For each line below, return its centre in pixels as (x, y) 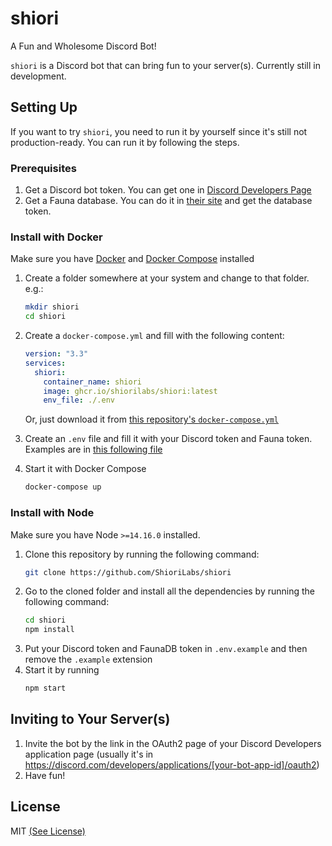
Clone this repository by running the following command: (142, 554)
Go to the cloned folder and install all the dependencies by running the (170, 591)
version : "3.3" (56, 354)
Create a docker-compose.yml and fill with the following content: (154, 336)
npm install (49, 630)
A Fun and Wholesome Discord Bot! (83, 46)
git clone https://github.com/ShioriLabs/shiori (128, 572)
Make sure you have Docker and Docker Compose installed (132, 259)
